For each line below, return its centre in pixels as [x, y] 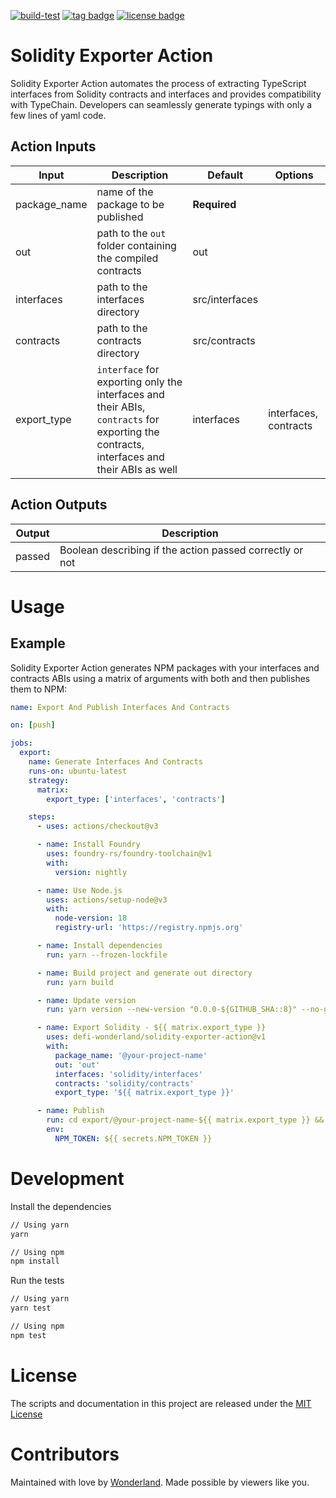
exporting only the [139, 382]
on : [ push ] [33, 725]
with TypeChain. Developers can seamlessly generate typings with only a [161, 104]
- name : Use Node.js [79, 890]
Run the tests [37, 1281]
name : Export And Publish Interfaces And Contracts [120, 707]
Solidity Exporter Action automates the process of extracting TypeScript [158, 83]
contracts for [128, 419]
